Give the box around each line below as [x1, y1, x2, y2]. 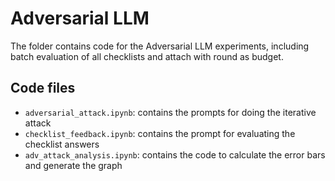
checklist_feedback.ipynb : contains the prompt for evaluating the [24, 127, 296, 139]
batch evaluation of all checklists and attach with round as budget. [10, 50, 284, 62]
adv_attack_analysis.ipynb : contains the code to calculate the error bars [24, 148, 326, 161]
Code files [10, 80, 76, 97]
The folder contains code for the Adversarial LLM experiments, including [10, 40, 310, 52]
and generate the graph [24, 159, 123, 171]
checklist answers [24, 138, 100, 150]
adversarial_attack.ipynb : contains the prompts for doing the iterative [24, 106, 317, 118]
